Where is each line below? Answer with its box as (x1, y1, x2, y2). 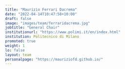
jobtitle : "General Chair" (5, 25, 60, 30)
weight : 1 (5, 43, 25, 48)
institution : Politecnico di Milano (5, 34, 79, 39)
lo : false (5, 48, 25, 52)
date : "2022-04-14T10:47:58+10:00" (5, 12, 77, 17)
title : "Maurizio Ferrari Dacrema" (5, 7, 77, 12)
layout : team (5, 52, 32, 57)
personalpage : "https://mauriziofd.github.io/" (5, 57, 104, 62)
